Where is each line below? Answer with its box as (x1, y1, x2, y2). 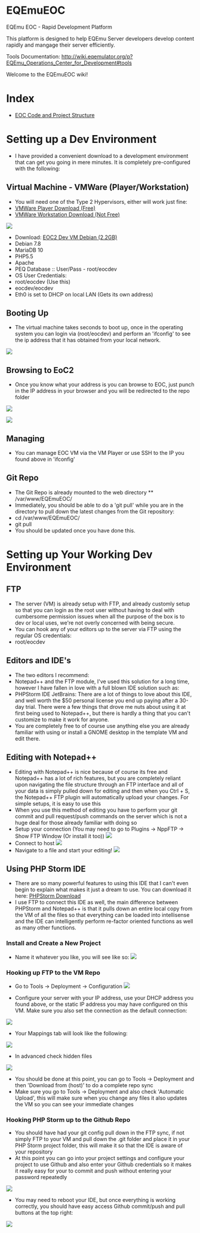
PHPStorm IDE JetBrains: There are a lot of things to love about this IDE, (14, 690, 192, 697)
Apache (14, 259, 35, 266)
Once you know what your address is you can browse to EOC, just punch (14, 381, 195, 388)
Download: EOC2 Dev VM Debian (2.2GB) (14, 234, 118, 241)
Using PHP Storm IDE (6, 864, 86, 874)
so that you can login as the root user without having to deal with (14, 606, 175, 613)
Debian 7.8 (14, 240, 41, 247)
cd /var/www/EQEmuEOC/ (14, 514, 80, 521)
